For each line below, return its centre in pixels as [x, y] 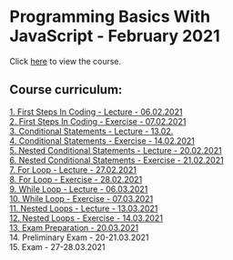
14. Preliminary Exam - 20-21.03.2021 [79, 237]
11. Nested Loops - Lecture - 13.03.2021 [84, 208]
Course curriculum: [66, 90]
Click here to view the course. [66, 61]
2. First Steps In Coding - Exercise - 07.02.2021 [98, 121]
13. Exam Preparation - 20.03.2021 [74, 227]
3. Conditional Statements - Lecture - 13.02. [91, 131]
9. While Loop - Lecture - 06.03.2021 [79, 189]
